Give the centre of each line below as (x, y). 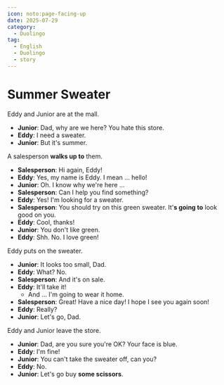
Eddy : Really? (37, 309)
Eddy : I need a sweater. (52, 135)
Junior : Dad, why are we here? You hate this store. (91, 127)
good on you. (37, 215)
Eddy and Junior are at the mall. (53, 114)
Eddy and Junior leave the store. (54, 330)
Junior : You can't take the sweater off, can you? (87, 359)
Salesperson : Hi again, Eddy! (60, 170)
